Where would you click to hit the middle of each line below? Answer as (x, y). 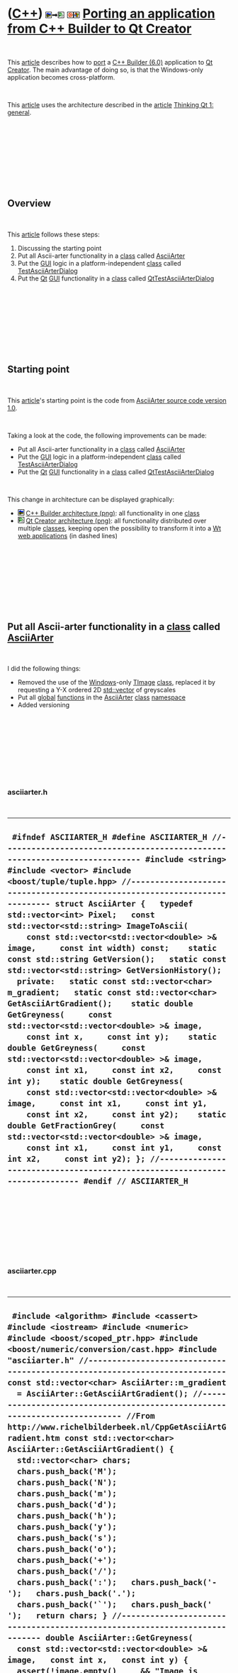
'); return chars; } (57, 1616)
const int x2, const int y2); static (126, 1115)
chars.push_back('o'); (67, 1549)
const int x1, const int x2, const (124, 1070)
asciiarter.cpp (32, 1271)
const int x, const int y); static (121, 1037)
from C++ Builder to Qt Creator (100, 29)
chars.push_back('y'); (67, 1527)
